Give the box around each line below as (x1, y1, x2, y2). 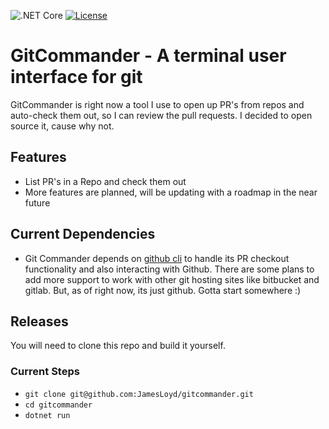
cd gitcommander (24, 400, 93, 410)
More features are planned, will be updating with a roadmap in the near (24, 186, 318, 198)
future (24, 196, 51, 209)
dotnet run (24, 410, 71, 420)
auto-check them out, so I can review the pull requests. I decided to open (10, 109, 313, 121)
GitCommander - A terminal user (10, 45, 287, 67)
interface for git (10, 66, 143, 89)
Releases (10, 313, 69, 330)
